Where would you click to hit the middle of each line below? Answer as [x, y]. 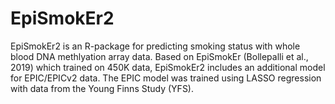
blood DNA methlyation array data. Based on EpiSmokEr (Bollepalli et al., [159, 56]
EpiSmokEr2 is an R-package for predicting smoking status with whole [155, 46]
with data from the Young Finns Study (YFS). [102, 88]
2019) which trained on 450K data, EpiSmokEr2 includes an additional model [168, 67]
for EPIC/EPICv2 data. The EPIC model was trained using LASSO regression [166, 78]
